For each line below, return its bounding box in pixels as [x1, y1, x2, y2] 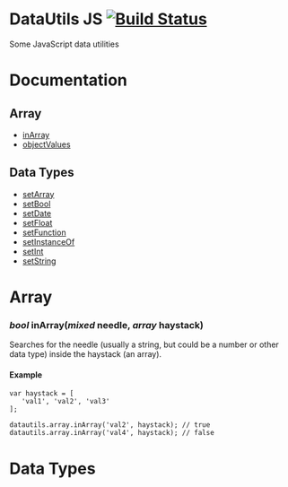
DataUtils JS [9, 9, 103, 30]
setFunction [22, 227, 66, 238]
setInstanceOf [22, 236, 75, 247]
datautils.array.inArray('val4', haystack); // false [9, 429, 215, 438]
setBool [22, 198, 51, 209]
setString [22, 256, 57, 266]
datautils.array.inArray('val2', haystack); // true [9, 421, 211, 430]
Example [9, 369, 43, 380]
